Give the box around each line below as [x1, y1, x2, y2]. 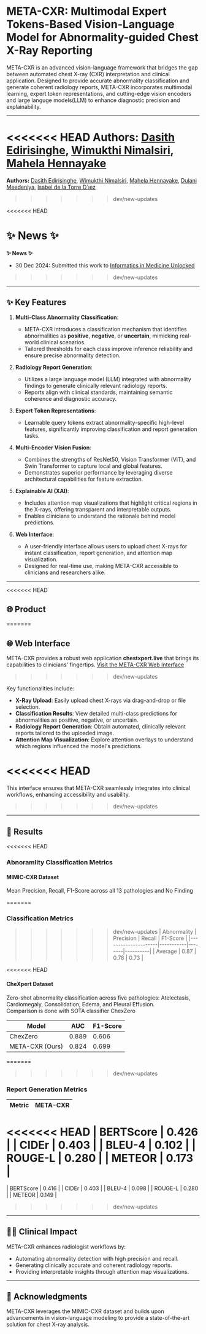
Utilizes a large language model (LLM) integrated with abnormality [24, 375, 191, 382]
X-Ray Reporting [6, 44, 93, 58]
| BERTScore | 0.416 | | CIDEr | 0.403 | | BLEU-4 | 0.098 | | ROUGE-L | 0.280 [6, 1185, 199, 1192]
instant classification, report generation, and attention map [24, 549, 173, 556]
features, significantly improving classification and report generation [24, 425, 197, 433]
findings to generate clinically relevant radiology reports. [24, 382, 167, 389]
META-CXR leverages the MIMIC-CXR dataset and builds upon [6, 1308, 164, 1315]
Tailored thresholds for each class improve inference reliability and [24, 345, 193, 352]
